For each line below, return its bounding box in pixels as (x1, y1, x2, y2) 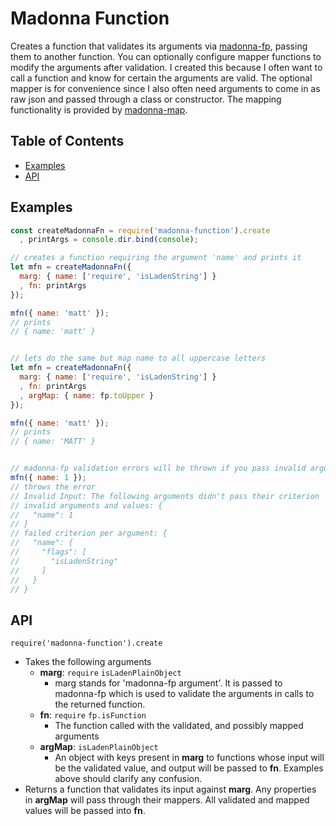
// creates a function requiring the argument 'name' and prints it (10, 253, 302, 263)
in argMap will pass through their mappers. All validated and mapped (24, 794, 310, 806)
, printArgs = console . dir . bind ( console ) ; (19, 235, 199, 245)
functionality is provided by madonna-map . (10, 103, 188, 116)
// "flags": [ (10, 547, 87, 557)
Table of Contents (10, 133, 125, 150)
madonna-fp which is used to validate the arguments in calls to (54, 688, 315, 700)
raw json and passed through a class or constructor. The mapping (10, 93, 282, 105)
